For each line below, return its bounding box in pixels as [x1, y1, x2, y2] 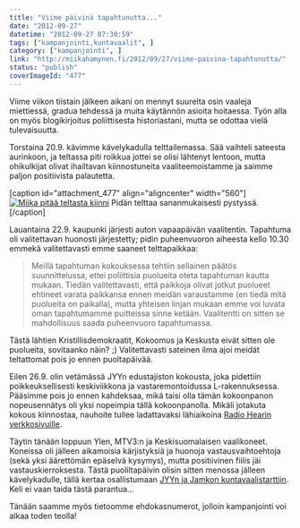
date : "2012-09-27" [9, 21, 82, 30]
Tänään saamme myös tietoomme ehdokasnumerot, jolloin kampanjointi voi [9, 500, 287, 511]
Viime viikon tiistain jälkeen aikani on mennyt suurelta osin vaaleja [9, 96, 253, 106]
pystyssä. [223, 197, 260, 208]
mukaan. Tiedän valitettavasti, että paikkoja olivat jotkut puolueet [30, 279, 270, 290]
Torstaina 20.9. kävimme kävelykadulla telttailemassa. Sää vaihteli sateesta [9, 141, 287, 152]
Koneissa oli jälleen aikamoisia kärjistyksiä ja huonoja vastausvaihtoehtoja [9, 445, 281, 456]
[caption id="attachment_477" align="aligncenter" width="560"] [9, 187, 246, 198]
